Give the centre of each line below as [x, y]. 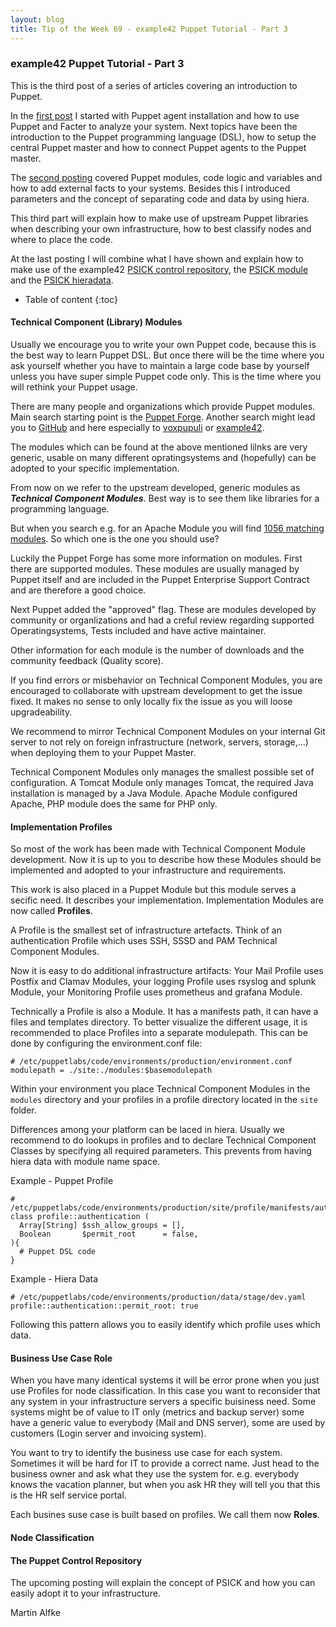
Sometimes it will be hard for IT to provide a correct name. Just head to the [165, 1463]
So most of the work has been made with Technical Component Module [158, 849]
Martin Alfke [35, 1613]
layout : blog [37, 19]
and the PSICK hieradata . [62, 280]
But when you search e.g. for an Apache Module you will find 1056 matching [167, 528]
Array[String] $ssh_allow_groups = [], [102, 1226]
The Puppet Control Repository [76, 1560]
